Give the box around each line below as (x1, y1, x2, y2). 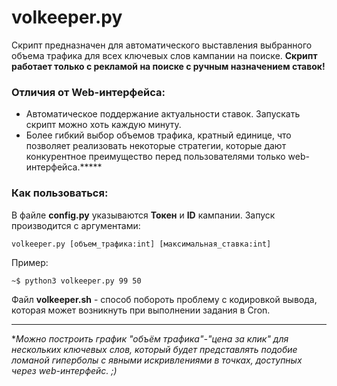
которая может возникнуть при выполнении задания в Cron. (11, 304, 271, 316)
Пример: (11, 256, 49, 268)
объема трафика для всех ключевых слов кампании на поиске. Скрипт (11, 49, 318, 61)
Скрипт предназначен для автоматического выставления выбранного (11, 39, 313, 51)
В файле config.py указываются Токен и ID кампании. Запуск (11, 209, 276, 221)
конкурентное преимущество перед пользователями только (25, 151, 286, 163)
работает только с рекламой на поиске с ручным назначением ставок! (11, 60, 326, 72)
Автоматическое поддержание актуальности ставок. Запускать (25, 108, 301, 120)
